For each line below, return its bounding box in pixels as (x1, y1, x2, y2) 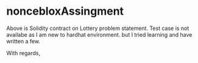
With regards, (6, 49, 41, 56)
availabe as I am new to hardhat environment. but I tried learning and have (6, 31, 193, 38)
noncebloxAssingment (6, 4, 124, 18)
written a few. (6, 37, 41, 45)
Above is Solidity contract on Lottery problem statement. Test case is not (6, 24, 189, 32)
